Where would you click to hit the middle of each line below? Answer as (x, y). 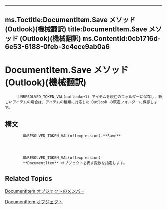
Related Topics (29, 178)
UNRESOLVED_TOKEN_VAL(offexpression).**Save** (72, 136)
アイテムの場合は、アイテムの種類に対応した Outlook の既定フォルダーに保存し (83, 102)
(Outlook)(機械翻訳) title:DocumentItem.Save (76, 30)
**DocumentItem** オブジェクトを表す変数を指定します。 (75, 163)
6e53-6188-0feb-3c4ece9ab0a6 (58, 47)
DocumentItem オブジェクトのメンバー (45, 191)
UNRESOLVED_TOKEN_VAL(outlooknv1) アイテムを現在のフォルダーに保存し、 (88, 97)
